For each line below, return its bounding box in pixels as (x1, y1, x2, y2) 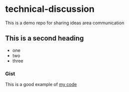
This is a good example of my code (5, 82, 77, 88)
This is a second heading (5, 34, 84, 43)
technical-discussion (5, 3, 95, 15)
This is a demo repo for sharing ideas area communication (5, 20, 125, 26)
